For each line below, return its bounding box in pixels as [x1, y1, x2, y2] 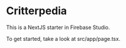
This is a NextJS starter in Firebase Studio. [6, 24, 111, 31]
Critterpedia [6, 4, 67, 18]
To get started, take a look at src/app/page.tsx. [6, 35, 121, 42]
